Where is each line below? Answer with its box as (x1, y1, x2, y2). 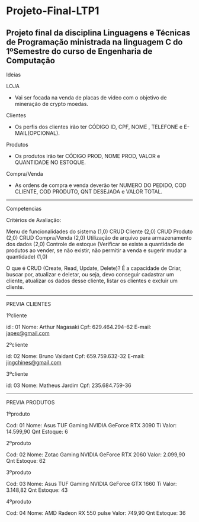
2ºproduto (6, 440, 31, 446)
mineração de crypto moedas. (14, 101, 89, 107)
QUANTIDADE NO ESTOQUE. (14, 159, 86, 166)
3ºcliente (6, 370, 28, 377)
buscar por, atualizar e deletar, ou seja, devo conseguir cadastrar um (6, 271, 174, 278)
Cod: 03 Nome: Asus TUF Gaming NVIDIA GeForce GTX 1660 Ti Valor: (6, 481, 177, 487)
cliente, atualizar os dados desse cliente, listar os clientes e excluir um (6, 277, 178, 284)
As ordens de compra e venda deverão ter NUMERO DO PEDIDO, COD (14, 182, 187, 189)
